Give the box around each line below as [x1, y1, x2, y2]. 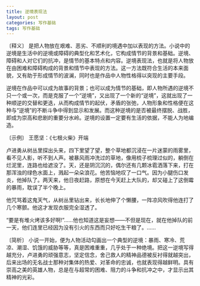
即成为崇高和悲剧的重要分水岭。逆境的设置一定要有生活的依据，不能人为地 [6, 114, 189, 122]
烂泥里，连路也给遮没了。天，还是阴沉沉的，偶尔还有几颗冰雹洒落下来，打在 [6, 161, 194, 169]
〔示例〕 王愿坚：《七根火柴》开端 [6, 134, 89, 141]
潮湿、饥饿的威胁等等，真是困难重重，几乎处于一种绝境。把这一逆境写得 [16, 244, 194, 251]
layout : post [6, 14, 39, 20]
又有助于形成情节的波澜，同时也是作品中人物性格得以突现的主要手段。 [16, 72, 189, 79]
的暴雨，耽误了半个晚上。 [6, 184, 69, 191]
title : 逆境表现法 [6, 8, 48, 15]
